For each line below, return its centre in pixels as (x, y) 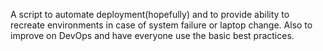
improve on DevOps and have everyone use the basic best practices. (152, 35)
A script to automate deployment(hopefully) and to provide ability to (150, 14)
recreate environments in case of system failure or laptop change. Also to (161, 25)
